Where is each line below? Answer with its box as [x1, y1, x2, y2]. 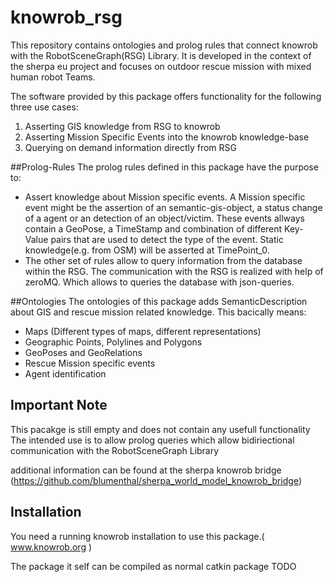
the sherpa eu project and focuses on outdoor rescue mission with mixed [10, 60, 312, 72]
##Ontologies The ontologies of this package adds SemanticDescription [10, 295, 308, 307]
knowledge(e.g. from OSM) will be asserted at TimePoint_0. [24, 244, 270, 256]
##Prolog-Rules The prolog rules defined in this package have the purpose [10, 161, 319, 173]
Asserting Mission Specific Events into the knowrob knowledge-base [24, 131, 310, 143]
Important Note [10, 397, 108, 414]
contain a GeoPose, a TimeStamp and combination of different [24, 222, 283, 235]
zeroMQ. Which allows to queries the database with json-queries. [24, 276, 295, 288]
